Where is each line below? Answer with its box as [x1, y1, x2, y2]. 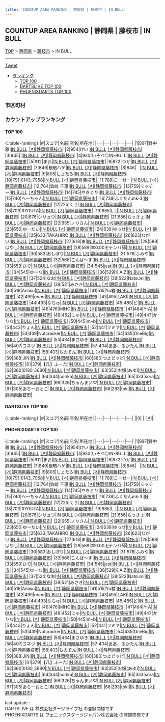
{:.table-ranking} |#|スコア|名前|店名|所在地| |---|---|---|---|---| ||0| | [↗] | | [5, 415, 155, 421]
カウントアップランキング [5, 116, 65, 123]
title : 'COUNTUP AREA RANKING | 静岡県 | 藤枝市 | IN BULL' [5, 7, 126, 12]
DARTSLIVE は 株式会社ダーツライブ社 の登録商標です [5, 705, 114, 711]
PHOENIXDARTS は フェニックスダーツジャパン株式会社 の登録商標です [5, 712, 150, 718]
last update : [5, 699, 30, 705]
